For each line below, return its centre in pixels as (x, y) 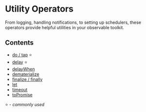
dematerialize (26, 74)
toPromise (22, 95)
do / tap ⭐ (22, 55)
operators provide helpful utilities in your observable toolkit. (65, 27)
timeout (20, 89)
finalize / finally (27, 79)
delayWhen (23, 69)
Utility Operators (39, 9)
